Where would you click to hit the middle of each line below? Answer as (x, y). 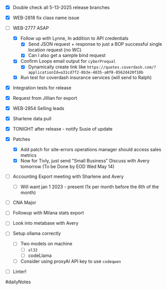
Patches (21, 139)
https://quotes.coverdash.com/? (122, 67)
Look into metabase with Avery (45, 223)
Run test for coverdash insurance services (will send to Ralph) (86, 77)
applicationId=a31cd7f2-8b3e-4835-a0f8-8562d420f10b (86, 72)
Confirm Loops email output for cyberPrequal (68, 61)
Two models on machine (47, 244)
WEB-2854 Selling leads (39, 108)
